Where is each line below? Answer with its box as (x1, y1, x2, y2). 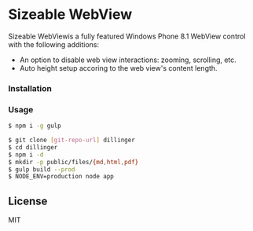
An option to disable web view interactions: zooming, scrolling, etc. (19, 55, 237, 64)
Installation (8, 82, 53, 93)
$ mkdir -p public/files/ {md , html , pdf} (8, 158, 139, 166)
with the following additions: (8, 39, 100, 49)
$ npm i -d (8, 151, 44, 159)
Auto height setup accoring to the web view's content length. (19, 63, 218, 72)
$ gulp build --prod (8, 165, 76, 174)
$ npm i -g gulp (8, 122, 61, 130)
